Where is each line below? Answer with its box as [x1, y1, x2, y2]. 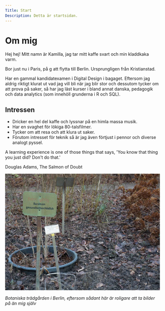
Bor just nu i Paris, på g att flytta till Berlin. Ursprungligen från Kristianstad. [5, 66, 156, 72]
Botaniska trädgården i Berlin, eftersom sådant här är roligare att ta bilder [5, 295, 155, 301]
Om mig [5, 35, 38, 46]
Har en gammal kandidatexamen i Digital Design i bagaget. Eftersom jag [5, 75, 150, 81]
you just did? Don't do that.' [5, 154, 61, 160]
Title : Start [5, 8, 32, 13]
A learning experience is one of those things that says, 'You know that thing [5, 149, 158, 155]
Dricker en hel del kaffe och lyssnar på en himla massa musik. [12, 119, 137, 125]
